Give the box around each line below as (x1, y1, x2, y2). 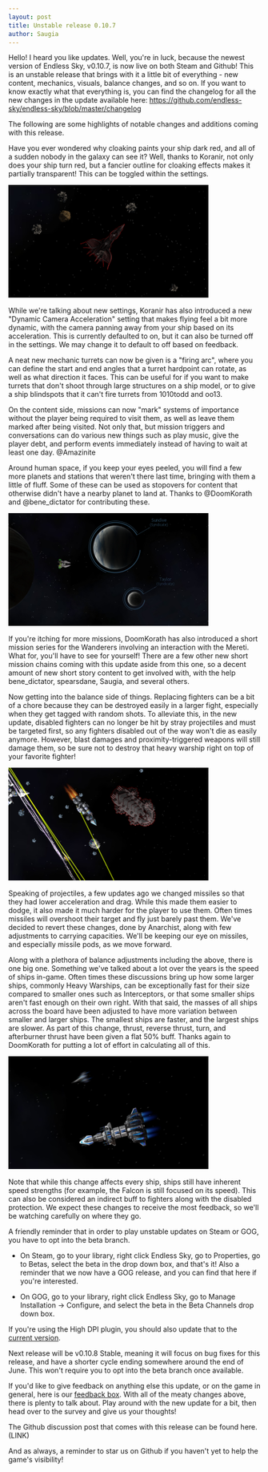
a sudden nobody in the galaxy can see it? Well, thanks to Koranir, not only (8, 152, 254, 162)
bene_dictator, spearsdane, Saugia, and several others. (8, 677, 190, 686)
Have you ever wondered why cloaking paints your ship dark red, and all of (8, 144, 256, 153)
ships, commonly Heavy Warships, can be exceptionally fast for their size (8, 981, 250, 990)
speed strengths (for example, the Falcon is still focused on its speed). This (8, 1186, 257, 1195)
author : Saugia (8, 30, 59, 38)
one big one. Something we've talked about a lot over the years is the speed (8, 964, 259, 973)
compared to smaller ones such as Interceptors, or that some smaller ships (8, 989, 255, 999)
